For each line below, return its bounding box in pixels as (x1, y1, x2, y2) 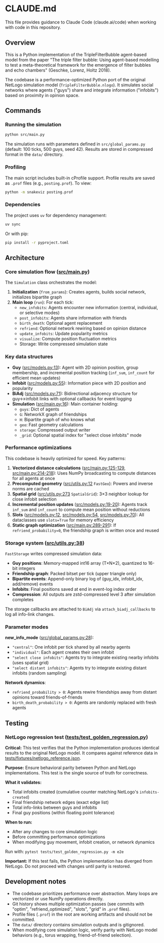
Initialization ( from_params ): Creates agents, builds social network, (12, 289, 146, 295)
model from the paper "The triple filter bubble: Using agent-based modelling (5, 57, 159, 63)
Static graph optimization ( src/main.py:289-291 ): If (12, 522, 117, 528)
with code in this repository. (5, 24, 61, 30)
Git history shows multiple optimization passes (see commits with (12, 901, 144, 907)
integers (19, 565, 35, 571)
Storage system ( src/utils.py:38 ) (5, 539, 85, 546)
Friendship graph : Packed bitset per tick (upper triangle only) (12, 571, 137, 577)
